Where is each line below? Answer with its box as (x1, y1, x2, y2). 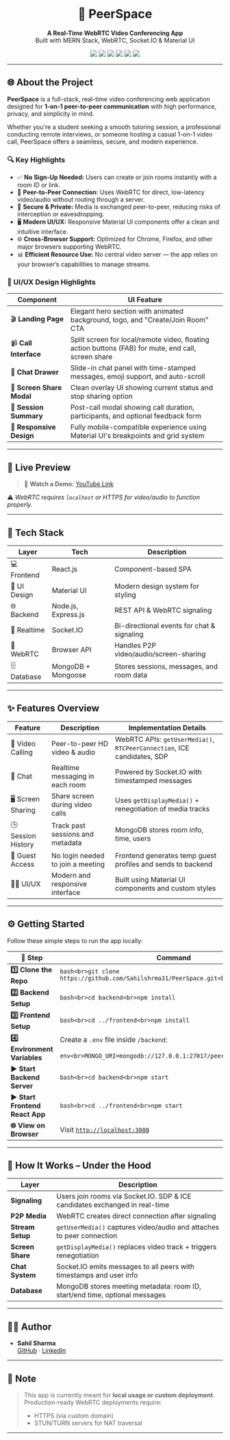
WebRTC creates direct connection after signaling (56, 1211, 217, 1221)
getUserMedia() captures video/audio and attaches (56, 1222, 220, 1232)
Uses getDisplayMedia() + (115, 796, 200, 805)
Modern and (51, 870, 91, 880)
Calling (10, 747, 33, 757)
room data (114, 671, 148, 680)
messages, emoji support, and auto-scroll (70, 372, 205, 382)
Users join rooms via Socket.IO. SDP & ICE (56, 1192, 192, 1201)
